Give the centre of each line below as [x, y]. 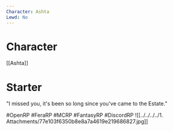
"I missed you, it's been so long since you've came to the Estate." [87, 104]
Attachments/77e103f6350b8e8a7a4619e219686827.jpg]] [77, 121]
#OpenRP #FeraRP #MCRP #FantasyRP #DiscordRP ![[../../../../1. [85, 115]
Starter [24, 87]
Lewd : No [17, 17]
